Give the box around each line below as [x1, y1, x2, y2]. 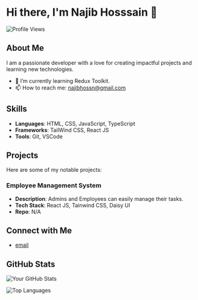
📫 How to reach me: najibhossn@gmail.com [14, 84, 126, 91]
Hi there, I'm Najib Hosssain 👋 [6, 5, 158, 19]
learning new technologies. [6, 65, 74, 73]
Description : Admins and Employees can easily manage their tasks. [14, 195, 184, 202]
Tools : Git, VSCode [14, 132, 63, 140]
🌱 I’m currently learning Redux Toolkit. [14, 77, 110, 84]
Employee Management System [6, 181, 101, 190]
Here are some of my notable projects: [6, 166, 102, 174]
